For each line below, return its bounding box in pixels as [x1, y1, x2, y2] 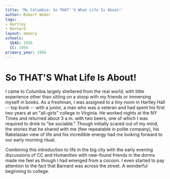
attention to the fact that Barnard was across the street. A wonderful [5, 163, 148, 169]
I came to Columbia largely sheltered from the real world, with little [5, 88, 145, 94]
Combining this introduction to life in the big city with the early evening [5, 147, 153, 153]
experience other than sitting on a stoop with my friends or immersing [5, 94, 151, 100]
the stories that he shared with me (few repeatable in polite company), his [5, 126, 160, 132]
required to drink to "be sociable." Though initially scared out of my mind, [5, 121, 159, 127]
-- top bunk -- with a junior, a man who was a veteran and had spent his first [5, 104, 165, 111]
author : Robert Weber [5, 12, 51, 17]
